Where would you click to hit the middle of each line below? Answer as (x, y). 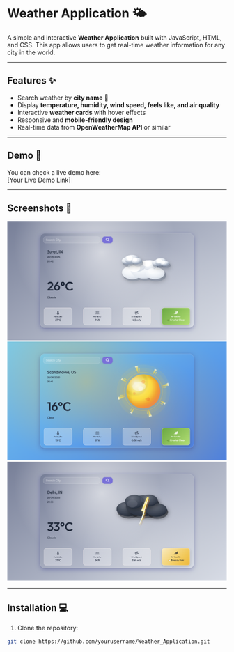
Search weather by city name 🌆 (63, 98)
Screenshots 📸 (40, 208)
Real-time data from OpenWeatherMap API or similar (94, 127)
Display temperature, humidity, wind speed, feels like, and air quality (118, 104)
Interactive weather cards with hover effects (81, 112)
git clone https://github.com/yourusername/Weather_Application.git (109, 642)
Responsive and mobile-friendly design (75, 120)
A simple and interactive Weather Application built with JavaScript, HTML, (115, 37)
